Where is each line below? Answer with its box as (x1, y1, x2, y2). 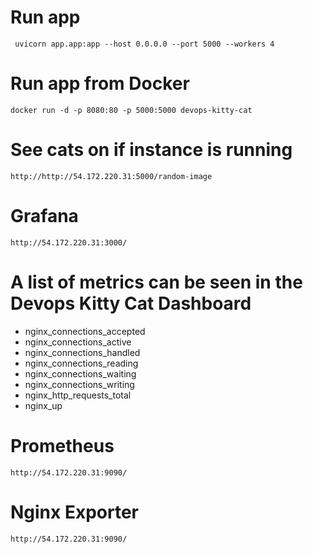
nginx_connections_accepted (24, 325, 146, 337)
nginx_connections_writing (24, 378, 135, 390)
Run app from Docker (10, 72, 190, 95)
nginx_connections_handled (24, 346, 141, 358)
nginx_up (24, 399, 63, 411)
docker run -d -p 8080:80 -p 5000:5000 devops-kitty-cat (10, 105, 253, 115)
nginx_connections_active (24, 336, 132, 348)
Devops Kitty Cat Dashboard (10, 292, 252, 315)
